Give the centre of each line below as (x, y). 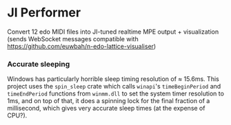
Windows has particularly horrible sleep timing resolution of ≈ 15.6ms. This (113, 79)
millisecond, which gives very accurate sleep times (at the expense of (106, 109)
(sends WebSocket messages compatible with (73, 38)
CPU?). (17, 115)
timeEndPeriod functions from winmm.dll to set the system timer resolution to (115, 93)
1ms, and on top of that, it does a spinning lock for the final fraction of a (109, 101)
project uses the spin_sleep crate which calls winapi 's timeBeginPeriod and (114, 87)
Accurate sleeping (39, 64)
